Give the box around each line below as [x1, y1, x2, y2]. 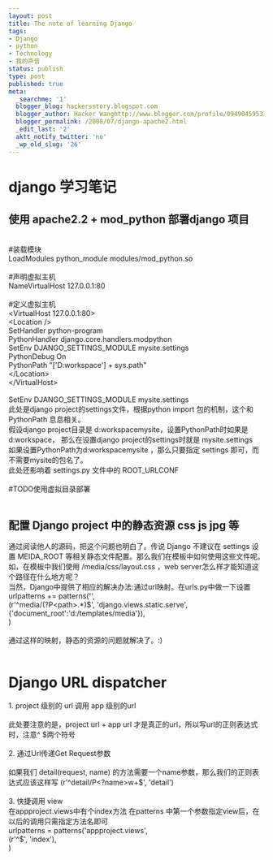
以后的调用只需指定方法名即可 [8, 817, 108, 827]
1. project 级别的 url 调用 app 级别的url [8, 701, 136, 711]
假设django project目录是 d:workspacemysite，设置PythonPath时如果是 [8, 424, 249, 434]
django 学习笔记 [8, 178, 117, 196]
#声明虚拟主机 [8, 271, 56, 281]
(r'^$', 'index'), [8, 834, 57, 845]
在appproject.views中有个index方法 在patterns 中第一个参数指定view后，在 [8, 806, 260, 816]
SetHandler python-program [8, 326, 103, 335]
